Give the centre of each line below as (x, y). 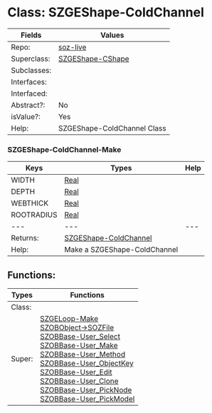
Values (112, 35)
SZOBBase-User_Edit (76, 372)
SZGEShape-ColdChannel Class (112, 128)
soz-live (72, 47)
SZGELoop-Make (69, 319)
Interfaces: (29, 81)
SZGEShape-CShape (94, 58)
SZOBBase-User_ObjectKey (87, 363)
